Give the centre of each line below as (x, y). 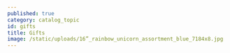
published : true (31, 13)
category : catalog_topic (43, 20)
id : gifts (22, 26)
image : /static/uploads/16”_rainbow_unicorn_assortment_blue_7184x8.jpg (115, 39)
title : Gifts (26, 33)
